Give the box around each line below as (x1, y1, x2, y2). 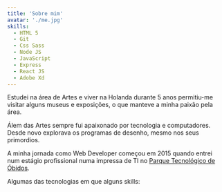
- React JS (13, 68, 45, 75)
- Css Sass (13, 42, 45, 49)
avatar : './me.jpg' (7, 17, 64, 23)
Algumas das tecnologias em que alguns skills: (7, 177, 140, 186)
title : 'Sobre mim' (7, 10, 64, 17)
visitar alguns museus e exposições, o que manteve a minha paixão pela (7, 101, 213, 109)
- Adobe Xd (13, 74, 45, 81)
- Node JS (13, 49, 41, 56)
